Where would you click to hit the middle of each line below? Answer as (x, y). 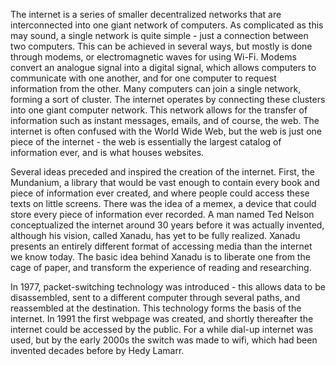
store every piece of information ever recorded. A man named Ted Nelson (162, 214)
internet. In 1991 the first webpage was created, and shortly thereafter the (162, 318)
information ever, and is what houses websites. (107, 152)
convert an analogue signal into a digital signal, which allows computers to (163, 67)
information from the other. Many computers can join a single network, (156, 88)
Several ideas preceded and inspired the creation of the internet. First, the (162, 172)
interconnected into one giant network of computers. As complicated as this (167, 25)
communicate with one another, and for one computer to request (143, 78)
